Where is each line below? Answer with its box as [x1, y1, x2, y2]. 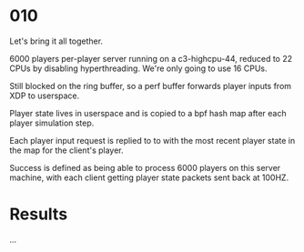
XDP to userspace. [9, 90, 80, 101]
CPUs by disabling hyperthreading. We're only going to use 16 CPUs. [9, 63, 268, 74]
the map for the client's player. [9, 145, 125, 156]
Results [9, 204, 68, 225]
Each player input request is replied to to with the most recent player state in [9, 135, 296, 146]
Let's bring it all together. [9, 35, 103, 46]
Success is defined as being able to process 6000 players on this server [9, 162, 281, 173]
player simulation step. [9, 117, 95, 128]
